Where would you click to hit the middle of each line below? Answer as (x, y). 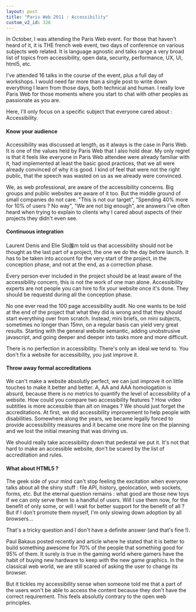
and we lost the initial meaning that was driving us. (67, 431)
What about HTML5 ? (32, 468)
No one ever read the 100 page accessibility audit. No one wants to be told (96, 306)
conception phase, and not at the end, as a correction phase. (80, 264)
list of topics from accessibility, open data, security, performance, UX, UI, (94, 58)
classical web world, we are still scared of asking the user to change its (92, 566)
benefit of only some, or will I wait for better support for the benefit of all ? (95, 506)
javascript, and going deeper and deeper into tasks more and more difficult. (97, 337)
